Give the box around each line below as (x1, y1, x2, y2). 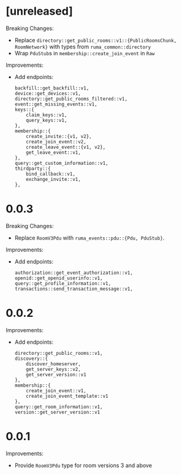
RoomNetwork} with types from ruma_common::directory (14, 43, 151, 50)
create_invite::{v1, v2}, (26, 133, 93, 139)
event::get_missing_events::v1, (14, 101, 97, 107)
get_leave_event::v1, (26, 149, 81, 156)
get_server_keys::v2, (26, 366, 81, 372)
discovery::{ (14, 355, 48, 362)
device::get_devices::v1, (14, 90, 81, 96)
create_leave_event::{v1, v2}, (26, 144, 106, 150)
